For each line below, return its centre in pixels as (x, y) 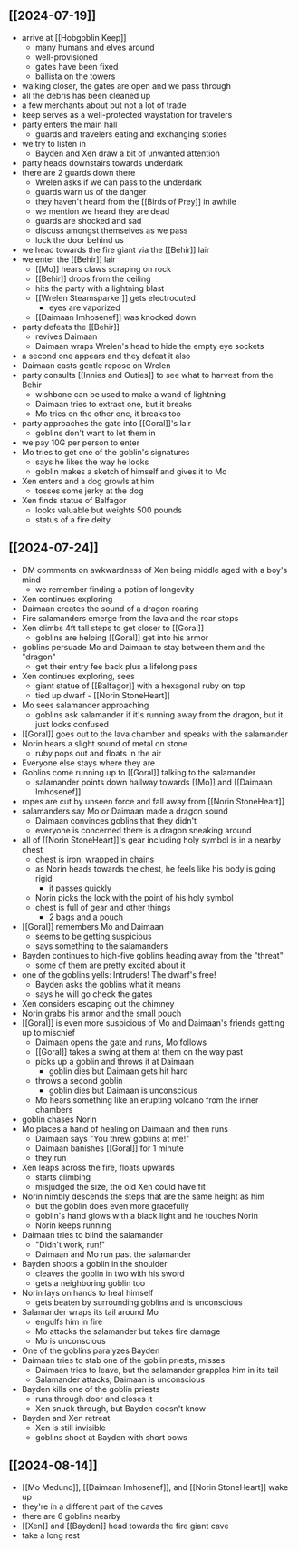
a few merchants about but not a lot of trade (104, 105)
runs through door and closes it (94, 1399)
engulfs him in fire (69, 1321)
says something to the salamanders (101, 946)
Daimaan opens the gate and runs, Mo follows (121, 1042)
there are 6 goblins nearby (71, 1516)
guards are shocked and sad (88, 220)
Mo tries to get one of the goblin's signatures (106, 452)
